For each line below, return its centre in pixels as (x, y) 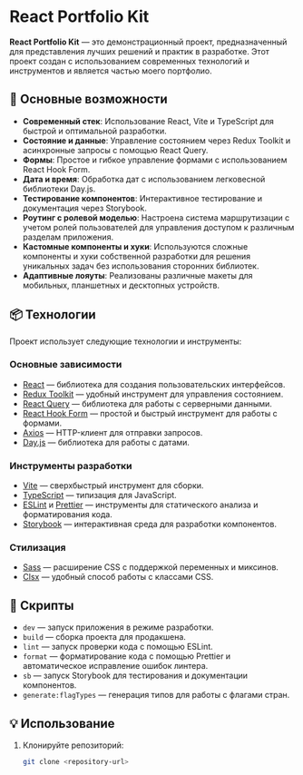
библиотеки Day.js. (59, 189)
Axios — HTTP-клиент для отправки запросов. (112, 432)
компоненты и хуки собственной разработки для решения (137, 256)
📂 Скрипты (42, 605)
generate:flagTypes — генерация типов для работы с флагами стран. (156, 695)
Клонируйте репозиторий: (73, 745)
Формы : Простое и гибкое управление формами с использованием (155, 160)
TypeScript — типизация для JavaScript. (99, 495)
